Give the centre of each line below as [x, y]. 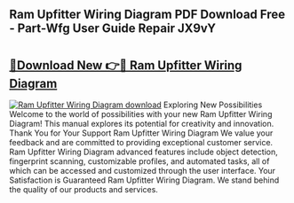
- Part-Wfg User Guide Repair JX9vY [112, 29]
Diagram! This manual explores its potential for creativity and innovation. [142, 124]
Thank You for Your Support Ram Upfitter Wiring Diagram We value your [141, 133]
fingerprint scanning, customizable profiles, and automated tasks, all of [139, 161]
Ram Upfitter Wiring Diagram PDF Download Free [147, 15]
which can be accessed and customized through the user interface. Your [143, 171]
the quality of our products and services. [83, 189]
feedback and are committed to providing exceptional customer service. [141, 142]
